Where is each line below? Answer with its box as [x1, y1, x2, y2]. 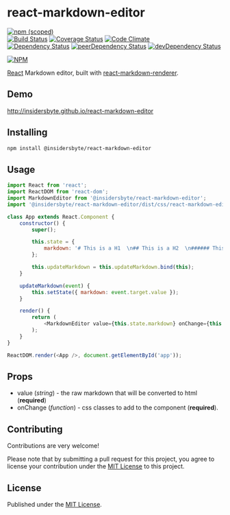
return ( [31, 314, 57, 321]
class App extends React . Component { [7, 213, 115, 220]
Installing [7, 127, 48, 139]
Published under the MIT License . [7, 500, 103, 508]
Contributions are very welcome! [7, 442, 99, 450]
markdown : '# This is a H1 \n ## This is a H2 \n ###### [43, 245, 210, 252]
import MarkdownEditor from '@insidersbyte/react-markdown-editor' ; [7, 195, 207, 202]
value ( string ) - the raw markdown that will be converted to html [16, 389, 197, 397]
